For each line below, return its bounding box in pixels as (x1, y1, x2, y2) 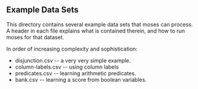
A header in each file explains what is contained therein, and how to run (6, 27, 185, 34)
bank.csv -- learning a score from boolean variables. (15, 76, 147, 83)
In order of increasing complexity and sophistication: (6, 45, 138, 52)
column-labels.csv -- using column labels (15, 63, 119, 70)
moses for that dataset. (6, 33, 65, 41)
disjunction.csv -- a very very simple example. (15, 57, 131, 64)
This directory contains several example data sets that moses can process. (6, 20, 193, 28)
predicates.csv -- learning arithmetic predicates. (15, 69, 136, 77)
